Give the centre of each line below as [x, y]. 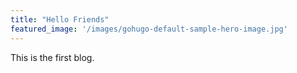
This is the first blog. [52, 57]
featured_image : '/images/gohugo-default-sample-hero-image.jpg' [149, 29]
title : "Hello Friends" [60, 19]
